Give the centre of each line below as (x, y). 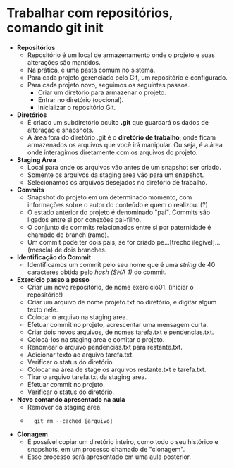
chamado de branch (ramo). (68, 235)
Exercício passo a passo (53, 279)
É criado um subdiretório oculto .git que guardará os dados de (118, 122)
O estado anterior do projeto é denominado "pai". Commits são (119, 212)
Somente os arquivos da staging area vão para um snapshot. (116, 175)
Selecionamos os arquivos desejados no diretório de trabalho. (117, 182)
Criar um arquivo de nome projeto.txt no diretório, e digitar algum (122, 302)
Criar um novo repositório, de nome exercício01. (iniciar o (111, 287)
